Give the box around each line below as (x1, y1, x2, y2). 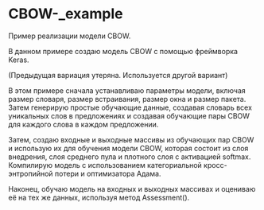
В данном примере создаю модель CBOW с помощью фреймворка (8, 46, 239, 56)
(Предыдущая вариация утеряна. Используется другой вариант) (8, 70, 228, 80)
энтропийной (8, 169, 53, 178)
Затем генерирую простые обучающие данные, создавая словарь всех (8, 103, 253, 112)
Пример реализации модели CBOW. (8, 31, 131, 41)
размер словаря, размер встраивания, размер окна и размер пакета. (8, 94, 247, 103)
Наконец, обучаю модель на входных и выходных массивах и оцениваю (8, 184, 256, 193)
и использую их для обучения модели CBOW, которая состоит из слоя (8, 143, 249, 153)
